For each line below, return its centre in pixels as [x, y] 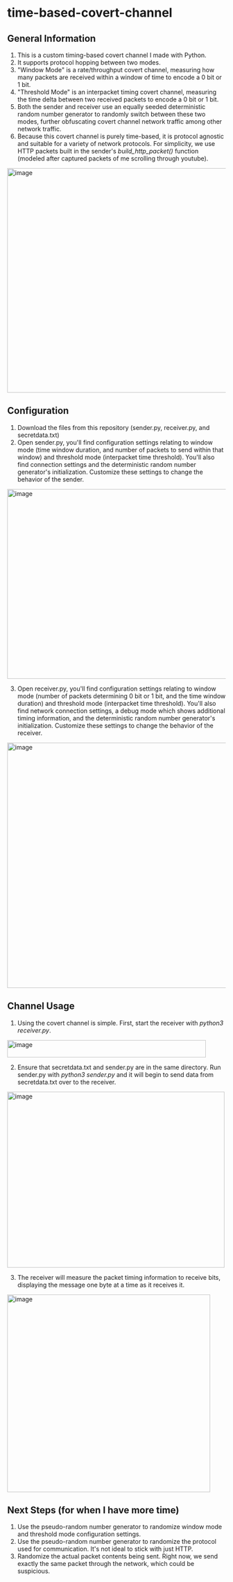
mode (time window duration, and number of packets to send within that [120, 450]
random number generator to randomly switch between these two [111, 114]
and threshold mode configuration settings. [79, 1534]
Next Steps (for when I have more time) [93, 1510]
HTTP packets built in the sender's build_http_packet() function [108, 151]
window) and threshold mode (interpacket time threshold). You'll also [116, 457]
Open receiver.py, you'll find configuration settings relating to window [116, 689]
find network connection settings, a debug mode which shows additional [121, 711]
